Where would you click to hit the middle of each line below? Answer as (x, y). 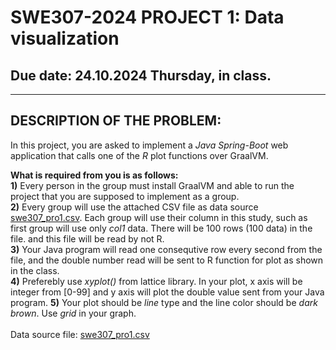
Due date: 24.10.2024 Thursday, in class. (141, 75)
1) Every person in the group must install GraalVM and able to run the (152, 185)
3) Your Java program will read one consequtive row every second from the (166, 249)
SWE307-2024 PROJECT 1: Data (147, 17)
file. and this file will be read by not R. (87, 238)
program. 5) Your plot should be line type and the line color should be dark (164, 302)
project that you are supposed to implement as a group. (125, 196)
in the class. (35, 270)
